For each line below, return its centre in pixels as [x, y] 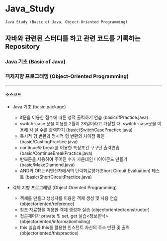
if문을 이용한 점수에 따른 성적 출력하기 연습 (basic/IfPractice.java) [84, 117]
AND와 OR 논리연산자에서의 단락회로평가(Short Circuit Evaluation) [85, 171]
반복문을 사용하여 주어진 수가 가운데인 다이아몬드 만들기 [74, 159]
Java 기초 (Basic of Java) [35, 62]
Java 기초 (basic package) [39, 107]
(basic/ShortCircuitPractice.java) [58, 177]
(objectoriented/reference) [47, 204]
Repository [23, 47]
